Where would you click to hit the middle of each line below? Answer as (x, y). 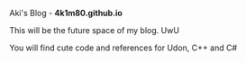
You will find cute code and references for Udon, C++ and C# (123, 48)
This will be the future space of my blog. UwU (95, 30)
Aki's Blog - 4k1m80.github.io (66, 13)
